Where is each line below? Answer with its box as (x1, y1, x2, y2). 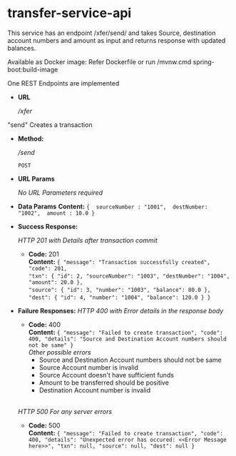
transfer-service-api (7, 5, 132, 21)
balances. (7, 44, 36, 52)
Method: (17, 134, 44, 143)
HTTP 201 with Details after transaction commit (17, 235, 158, 244)
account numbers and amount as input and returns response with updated (7, 36, 226, 44)
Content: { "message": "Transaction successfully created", (28, 257, 210, 265)
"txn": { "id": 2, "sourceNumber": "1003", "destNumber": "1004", (28, 273, 230, 280)
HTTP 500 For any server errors (17, 407, 113, 415)
